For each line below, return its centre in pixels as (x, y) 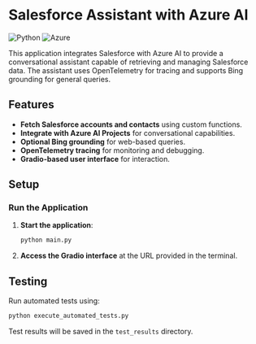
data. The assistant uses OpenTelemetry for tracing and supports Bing (126, 70)
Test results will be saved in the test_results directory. (101, 331)
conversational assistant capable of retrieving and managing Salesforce (128, 62)
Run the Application (48, 207)
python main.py (46, 240)
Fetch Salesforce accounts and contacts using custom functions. (131, 124)
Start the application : (56, 225)
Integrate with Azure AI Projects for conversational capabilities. (128, 133)
